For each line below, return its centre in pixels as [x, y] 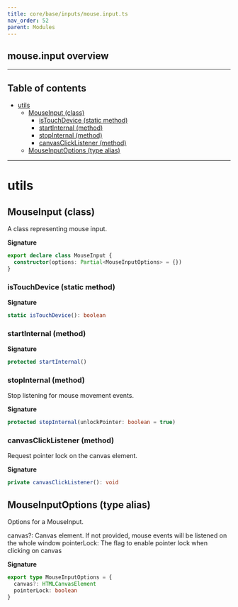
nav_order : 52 [28, 21]
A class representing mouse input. [57, 229]
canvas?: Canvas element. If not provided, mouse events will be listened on [117, 535]
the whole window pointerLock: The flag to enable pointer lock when [108, 543]
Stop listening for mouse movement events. [71, 396]
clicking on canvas [35, 551]
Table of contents [47, 88]
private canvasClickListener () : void [63, 483]
